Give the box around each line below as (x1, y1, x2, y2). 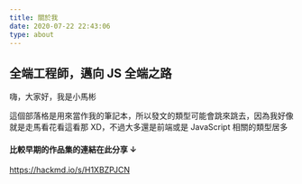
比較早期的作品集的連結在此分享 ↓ (9, 143, 137, 154)
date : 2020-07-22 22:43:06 (9, 22, 111, 31)
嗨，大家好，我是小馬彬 (9, 91, 96, 102)
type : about (9, 30, 54, 39)
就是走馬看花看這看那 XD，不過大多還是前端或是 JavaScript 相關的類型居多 (9, 122, 288, 133)
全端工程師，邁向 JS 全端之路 (9, 65, 172, 81)
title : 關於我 (9, 13, 59, 23)
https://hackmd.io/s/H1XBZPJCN (9, 164, 131, 176)
